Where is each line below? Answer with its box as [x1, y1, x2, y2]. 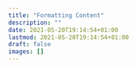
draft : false [8, 41, 51, 48]
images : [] [8, 48, 44, 55]
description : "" [8, 19, 62, 27]
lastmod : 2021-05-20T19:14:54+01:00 [8, 33, 129, 41]
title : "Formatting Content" [8, 11, 105, 20]
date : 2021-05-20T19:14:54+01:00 [8, 26, 119, 34]
